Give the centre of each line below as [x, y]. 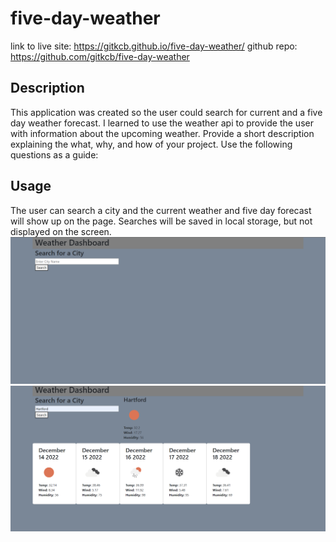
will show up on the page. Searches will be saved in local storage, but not [161, 221]
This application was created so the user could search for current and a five [166, 112]
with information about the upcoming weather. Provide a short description [162, 133]
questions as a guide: [54, 154]
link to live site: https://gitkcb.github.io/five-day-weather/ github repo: [154, 46]
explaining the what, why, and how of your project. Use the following [151, 144]
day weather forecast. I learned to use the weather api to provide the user [162, 123]
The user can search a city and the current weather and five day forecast [161, 210]
